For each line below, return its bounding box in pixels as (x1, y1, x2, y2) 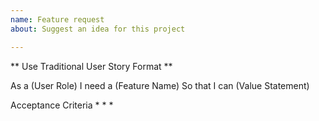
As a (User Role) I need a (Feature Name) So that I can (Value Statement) (10, 79, 310, 91)
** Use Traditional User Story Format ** (10, 60, 173, 72)
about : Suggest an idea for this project (10, 24, 186, 34)
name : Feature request (10, 14, 105, 25)
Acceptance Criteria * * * (10, 99, 114, 111)
